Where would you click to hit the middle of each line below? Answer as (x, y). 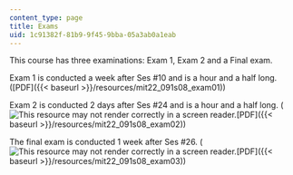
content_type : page (46, 18)
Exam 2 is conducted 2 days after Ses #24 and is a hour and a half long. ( (146, 105)
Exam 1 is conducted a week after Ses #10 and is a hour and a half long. (143, 78)
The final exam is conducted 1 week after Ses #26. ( (106, 142)
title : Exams (34, 26)
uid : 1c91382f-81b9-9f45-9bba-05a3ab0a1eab (93, 34)
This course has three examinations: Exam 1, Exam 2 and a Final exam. (141, 61)
